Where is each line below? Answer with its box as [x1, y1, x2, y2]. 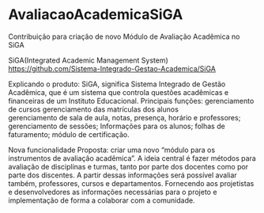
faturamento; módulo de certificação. [8, 129, 130, 139]
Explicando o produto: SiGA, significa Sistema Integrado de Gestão [8, 79, 226, 89]
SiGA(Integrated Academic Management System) [8, 55, 168, 65]
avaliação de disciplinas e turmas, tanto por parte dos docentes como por [8, 162, 249, 171]
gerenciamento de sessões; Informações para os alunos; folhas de [8, 121, 225, 131]
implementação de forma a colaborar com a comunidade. [8, 196, 195, 205]
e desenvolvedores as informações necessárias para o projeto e [8, 187, 217, 196]
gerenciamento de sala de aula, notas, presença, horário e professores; [8, 112, 241, 122]
